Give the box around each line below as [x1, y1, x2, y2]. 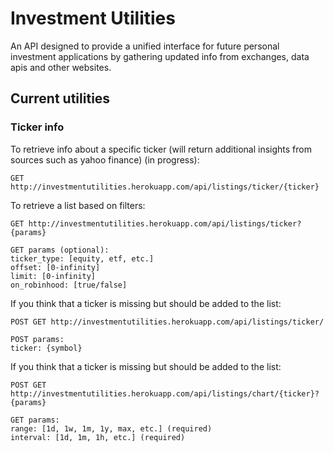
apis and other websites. [10, 61, 112, 73]
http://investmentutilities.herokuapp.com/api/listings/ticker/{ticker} [10, 182, 320, 192]
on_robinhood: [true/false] [10, 280, 128, 290]
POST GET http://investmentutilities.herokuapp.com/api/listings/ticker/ [10, 317, 325, 327]
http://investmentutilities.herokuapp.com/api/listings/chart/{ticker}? [10, 388, 320, 399]
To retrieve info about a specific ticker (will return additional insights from [10, 143, 312, 155]
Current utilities [10, 90, 111, 107]
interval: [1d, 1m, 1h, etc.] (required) [10, 432, 186, 442]
